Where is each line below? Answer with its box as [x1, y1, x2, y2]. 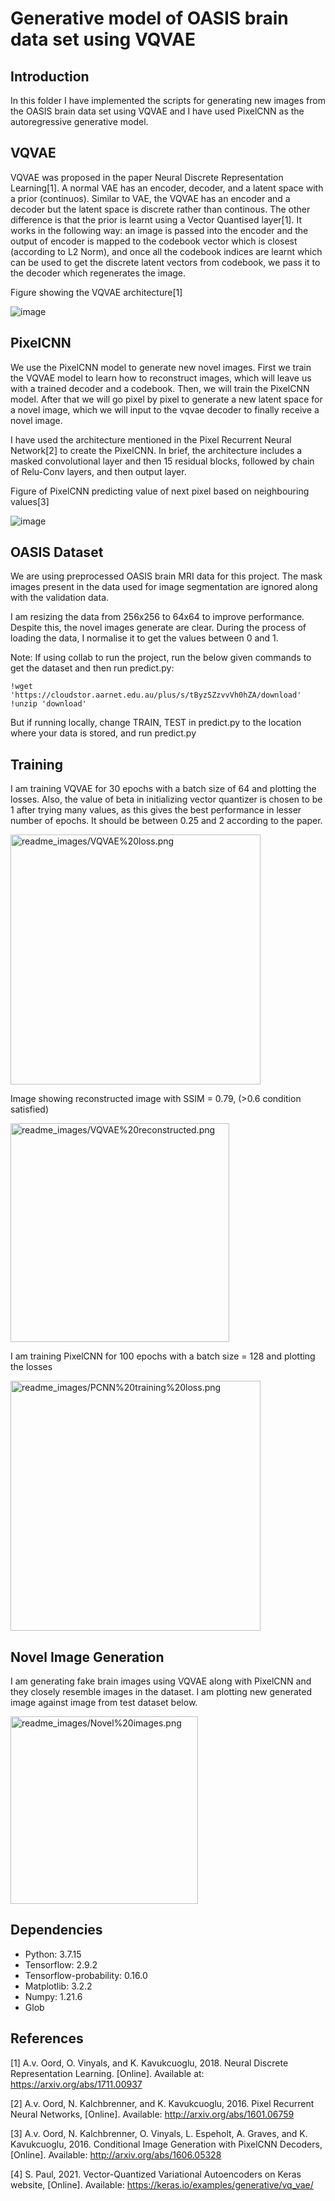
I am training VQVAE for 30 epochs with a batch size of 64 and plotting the [10, 783, 317, 795]
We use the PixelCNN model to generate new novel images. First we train [10, 361, 312, 373]
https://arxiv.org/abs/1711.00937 [10, 2078, 143, 2090]
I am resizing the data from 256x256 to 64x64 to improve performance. [10, 611, 305, 623]
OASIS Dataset [10, 544, 104, 561]
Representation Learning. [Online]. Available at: [10, 2067, 205, 2079]
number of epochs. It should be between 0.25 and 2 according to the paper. [10, 815, 323, 827]
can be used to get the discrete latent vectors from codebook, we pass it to [10, 256, 321, 268]
